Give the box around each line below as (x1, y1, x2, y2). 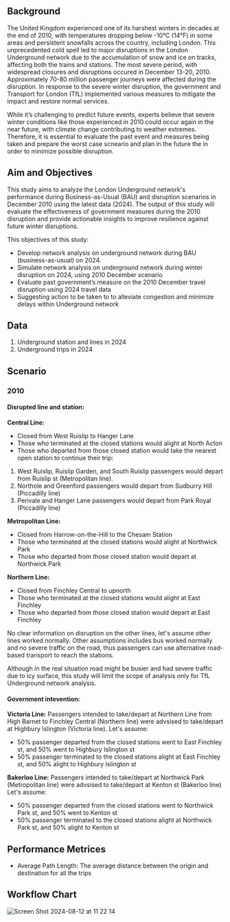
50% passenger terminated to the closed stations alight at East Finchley (16, 752, 221, 761)
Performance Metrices (7, 843, 106, 855)
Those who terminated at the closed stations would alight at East (16, 593, 200, 602)
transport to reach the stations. (26, 650, 115, 659)
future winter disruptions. (7, 222, 79, 230)
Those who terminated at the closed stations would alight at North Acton (16, 439, 223, 447)
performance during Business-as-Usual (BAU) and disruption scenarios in (7, 192, 216, 201)
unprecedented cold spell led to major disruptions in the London (7, 45, 189, 54)
